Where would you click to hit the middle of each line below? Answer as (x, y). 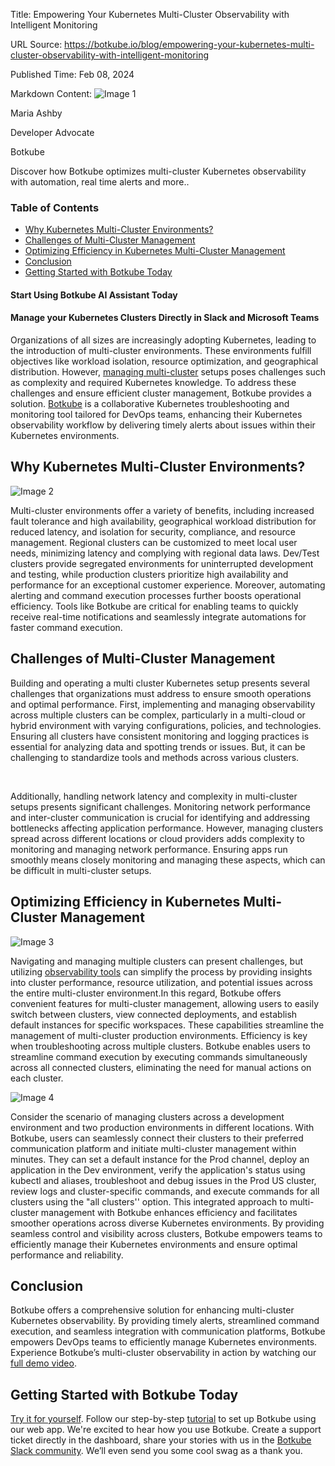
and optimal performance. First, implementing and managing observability (163, 704)
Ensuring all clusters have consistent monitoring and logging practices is (160, 736)
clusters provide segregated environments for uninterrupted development (162, 563)
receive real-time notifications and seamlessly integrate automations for (158, 616)
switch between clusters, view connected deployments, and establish (154, 1014)
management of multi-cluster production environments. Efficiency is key (159, 1035)
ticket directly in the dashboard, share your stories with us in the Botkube (161, 1440)
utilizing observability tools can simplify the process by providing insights (161, 971)
